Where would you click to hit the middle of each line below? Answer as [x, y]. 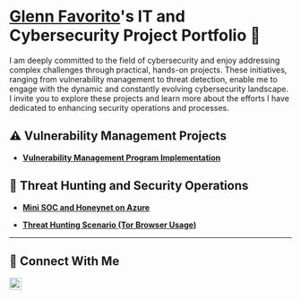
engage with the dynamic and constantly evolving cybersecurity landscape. [149, 89]
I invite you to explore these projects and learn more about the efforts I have [149, 98]
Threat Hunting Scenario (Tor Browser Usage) [109, 225]
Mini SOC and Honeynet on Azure [86, 207]
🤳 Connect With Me [64, 261]
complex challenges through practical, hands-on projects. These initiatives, [148, 70]
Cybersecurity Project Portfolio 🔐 [135, 35]
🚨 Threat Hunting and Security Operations [129, 186]
